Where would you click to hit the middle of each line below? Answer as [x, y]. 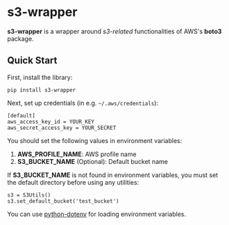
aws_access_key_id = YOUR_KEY [51, 122]
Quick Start [32, 61]
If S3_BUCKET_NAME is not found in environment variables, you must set [113, 175]
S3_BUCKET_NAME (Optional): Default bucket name [93, 161]
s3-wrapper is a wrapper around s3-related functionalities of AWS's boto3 [114, 31]
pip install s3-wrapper [42, 90]
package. [20, 38]
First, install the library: [40, 77]
